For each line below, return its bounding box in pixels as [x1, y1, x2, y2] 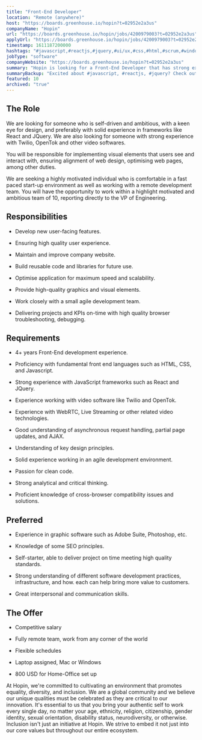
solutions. [14, 498, 40, 505]
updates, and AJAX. [14, 433, 65, 440]
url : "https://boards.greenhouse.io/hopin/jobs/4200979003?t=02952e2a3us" [6, 31, 198, 37]
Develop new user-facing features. [14, 227, 101, 235]
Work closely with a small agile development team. [14, 297, 141, 304]
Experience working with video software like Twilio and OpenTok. [14, 396, 177, 404]
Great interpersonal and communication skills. [14, 590, 129, 597]
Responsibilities [6, 212, 68, 222]
